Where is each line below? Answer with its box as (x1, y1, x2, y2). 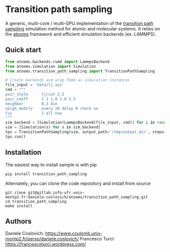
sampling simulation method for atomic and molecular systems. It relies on (5, 25, 160, 31)
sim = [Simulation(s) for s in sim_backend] (5, 125, 101, 130)
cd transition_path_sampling (5, 199, 67, 204)
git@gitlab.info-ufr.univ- (27, 190, 85, 195)
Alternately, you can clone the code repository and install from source (5, 180, 151, 186)
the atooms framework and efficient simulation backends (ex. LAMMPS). (5, 31, 156, 37)
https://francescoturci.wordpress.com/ (5, 241, 86, 247)
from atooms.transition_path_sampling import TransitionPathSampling (5, 68, 155, 74)
